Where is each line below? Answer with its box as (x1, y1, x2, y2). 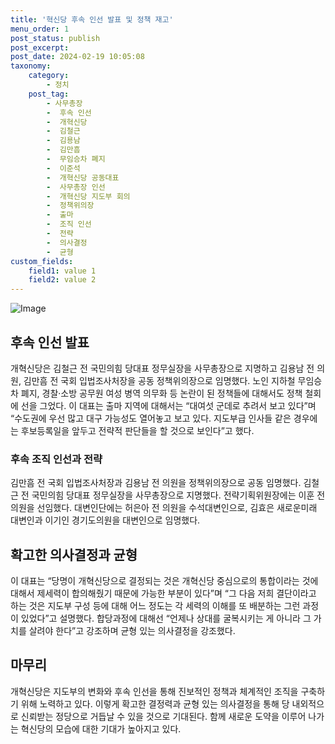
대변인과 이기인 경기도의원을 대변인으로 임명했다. (10, 514, 201, 526)
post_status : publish (10, 33, 101, 43)
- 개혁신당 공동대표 (46, 172, 120, 183)
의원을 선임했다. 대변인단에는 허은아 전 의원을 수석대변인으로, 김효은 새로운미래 (10, 502, 318, 514)
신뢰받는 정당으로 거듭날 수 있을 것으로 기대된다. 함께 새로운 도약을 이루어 (20, 710, 307, 722)
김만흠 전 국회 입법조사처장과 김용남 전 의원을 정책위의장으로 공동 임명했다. (10, 477, 302, 489)
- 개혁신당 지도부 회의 (46, 191, 131, 201)
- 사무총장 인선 (46, 182, 106, 192)
